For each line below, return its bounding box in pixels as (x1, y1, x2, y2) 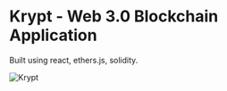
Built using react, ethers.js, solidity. (9, 54, 139, 65)
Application (9, 25, 97, 45)
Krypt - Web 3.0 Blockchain (9, 6, 219, 27)
